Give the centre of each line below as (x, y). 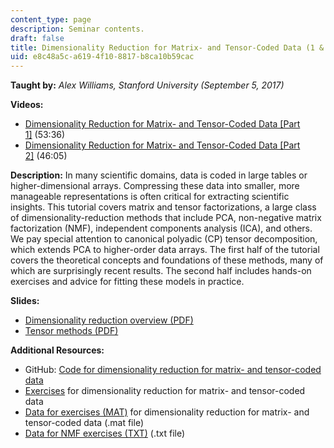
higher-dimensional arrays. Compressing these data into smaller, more (155, 186)
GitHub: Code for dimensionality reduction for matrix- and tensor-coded (173, 370)
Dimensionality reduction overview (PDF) (109, 320)
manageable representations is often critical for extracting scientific (150, 197)
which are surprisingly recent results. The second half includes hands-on (161, 271)
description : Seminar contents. (77, 29)
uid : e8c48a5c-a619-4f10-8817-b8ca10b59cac (102, 57)
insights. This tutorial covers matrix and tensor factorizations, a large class (163, 207)
